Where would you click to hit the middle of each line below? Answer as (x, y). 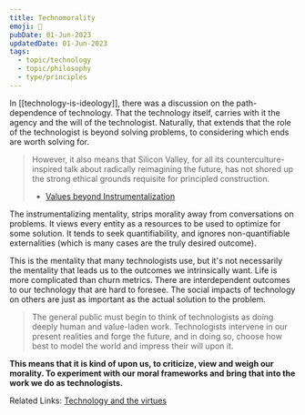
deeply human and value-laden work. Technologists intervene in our (160, 326)
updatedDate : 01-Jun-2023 (58, 43)
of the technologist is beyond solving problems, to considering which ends (149, 132)
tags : (20, 52)
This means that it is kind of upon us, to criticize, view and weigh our (142, 363)
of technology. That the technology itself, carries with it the (169, 112)
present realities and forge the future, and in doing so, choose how (157, 336)
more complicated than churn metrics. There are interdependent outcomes (150, 279)
